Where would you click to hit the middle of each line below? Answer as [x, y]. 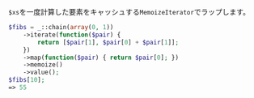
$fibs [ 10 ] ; [27, 80]
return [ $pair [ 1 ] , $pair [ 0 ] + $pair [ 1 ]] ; [108, 42]
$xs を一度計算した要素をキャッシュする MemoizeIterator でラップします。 [129, 12]
